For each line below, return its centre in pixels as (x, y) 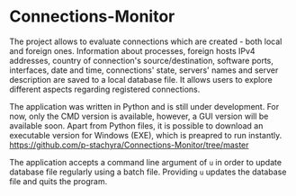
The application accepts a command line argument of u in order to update (145, 162)
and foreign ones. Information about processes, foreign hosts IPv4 (132, 50)
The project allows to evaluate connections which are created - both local (146, 41)
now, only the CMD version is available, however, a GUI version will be (139, 116)
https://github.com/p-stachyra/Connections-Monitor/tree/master (129, 145)
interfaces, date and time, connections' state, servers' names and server (144, 70)
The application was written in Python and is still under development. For (144, 106)
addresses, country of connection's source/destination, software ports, (142, 60)
